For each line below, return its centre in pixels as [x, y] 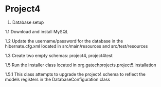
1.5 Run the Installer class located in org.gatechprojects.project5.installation [81, 65]
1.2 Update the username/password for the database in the [64, 41]
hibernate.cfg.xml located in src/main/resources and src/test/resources [77, 46]
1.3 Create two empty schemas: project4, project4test [59, 55]
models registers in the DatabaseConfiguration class [58, 79]
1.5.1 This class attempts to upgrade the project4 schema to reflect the [75, 74]
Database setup [28, 22]
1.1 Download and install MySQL [37, 31]
